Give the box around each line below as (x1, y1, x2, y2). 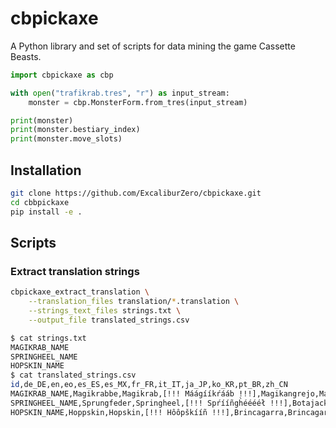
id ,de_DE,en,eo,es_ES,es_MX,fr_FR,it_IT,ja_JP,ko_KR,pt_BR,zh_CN (10, 380, 288, 390)
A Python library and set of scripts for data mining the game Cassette (10, 40, 296, 52)
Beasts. (10, 50, 42, 62)
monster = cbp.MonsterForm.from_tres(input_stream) (28, 97, 248, 107)
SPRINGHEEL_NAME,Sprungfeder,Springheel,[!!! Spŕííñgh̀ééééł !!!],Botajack (10, 398, 329, 408)
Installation (10, 162, 82, 179)
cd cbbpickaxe (10, 197, 70, 207)
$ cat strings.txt (10, 333, 87, 343)
